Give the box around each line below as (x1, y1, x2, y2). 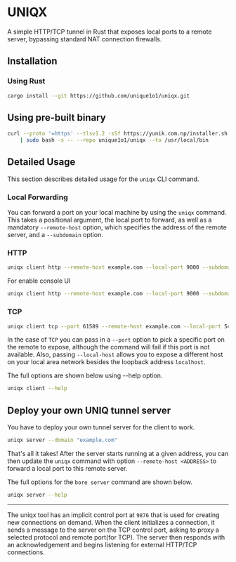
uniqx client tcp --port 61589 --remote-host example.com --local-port (7, 323, 221, 330)
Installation (7, 55, 58, 67)
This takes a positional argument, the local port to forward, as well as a (7, 215, 212, 225)
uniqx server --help (7, 491, 68, 498)
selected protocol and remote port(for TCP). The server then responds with (7, 533, 225, 541)
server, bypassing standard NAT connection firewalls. (7, 34, 162, 43)
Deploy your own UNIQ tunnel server (7, 404, 171, 416)
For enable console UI (7, 276, 71, 285)
